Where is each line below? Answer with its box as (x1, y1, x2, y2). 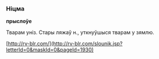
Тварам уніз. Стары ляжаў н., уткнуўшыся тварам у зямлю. (6, 29, 154, 36)
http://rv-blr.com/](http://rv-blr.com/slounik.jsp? (8, 40, 123, 47)
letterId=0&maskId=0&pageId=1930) (6, 46, 94, 53)
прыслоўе (6, 18, 32, 25)
